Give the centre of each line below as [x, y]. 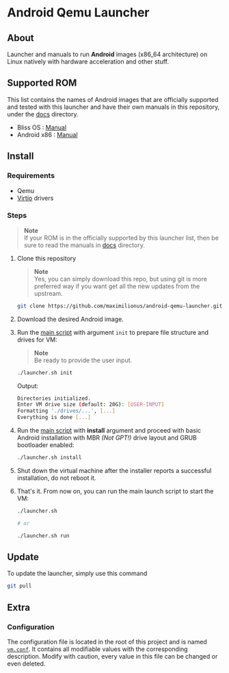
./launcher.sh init [45, 372]
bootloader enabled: [45, 445]
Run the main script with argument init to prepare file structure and [113, 332]
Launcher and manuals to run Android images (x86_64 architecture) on [107, 54]
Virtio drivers [35, 198]
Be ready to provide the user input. [83, 360]
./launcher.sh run [43, 535]
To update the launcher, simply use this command [77, 574]
